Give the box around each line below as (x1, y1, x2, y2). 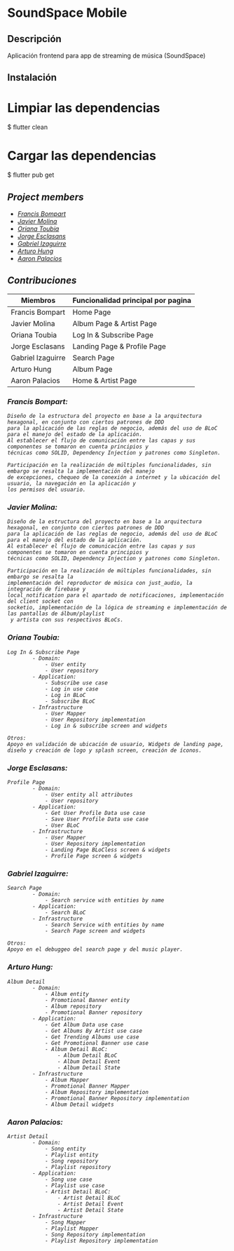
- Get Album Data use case (44, 1021, 124, 1028)
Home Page (72, 307, 111, 317)
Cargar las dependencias (7, 147, 156, 163)
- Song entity (44, 1145, 86, 1152)
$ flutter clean (7, 123, 48, 131)
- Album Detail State (57, 1064, 121, 1071)
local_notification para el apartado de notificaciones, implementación (7, 592, 224, 599)
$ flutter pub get (7, 170, 55, 180)
